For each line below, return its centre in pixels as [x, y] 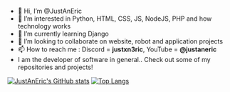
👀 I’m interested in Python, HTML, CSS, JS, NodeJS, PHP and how [115, 19]
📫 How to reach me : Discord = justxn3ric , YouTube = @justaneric [117, 49]
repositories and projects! [55, 67]
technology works [44, 26]
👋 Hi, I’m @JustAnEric [49, 11]
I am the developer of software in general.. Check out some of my [114, 60]
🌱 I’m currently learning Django [63, 34]
